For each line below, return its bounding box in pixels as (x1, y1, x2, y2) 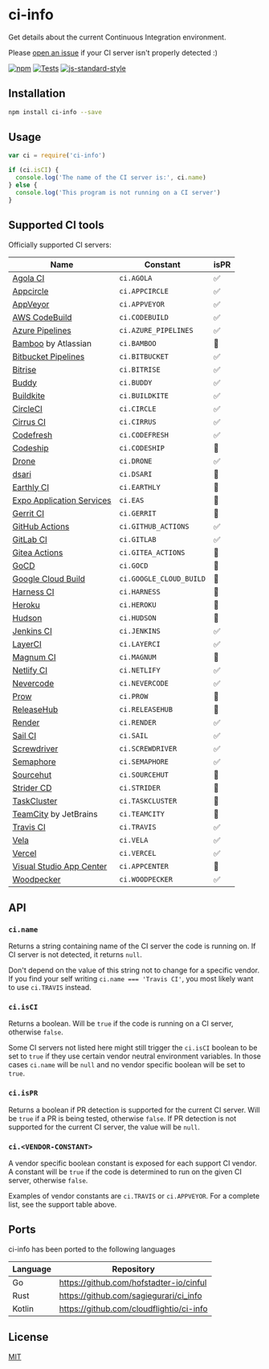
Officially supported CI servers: (8, 240, 112, 249)
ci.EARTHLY (119, 483, 161, 491)
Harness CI (12, 586, 55, 597)
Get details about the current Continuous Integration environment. (8, 32, 226, 42)
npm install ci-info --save (8, 108, 103, 116)
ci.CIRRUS (119, 417, 157, 426)
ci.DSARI (119, 469, 153, 479)
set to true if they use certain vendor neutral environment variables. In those (8, 1051, 261, 1061)
